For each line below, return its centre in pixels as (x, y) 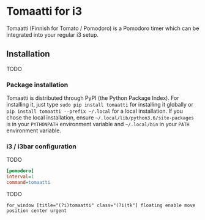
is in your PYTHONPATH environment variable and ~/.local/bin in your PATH (98, 124)
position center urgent (37, 211)
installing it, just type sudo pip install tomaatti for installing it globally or (100, 105)
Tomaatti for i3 (44, 11)
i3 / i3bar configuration (41, 146)
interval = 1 (20, 177)
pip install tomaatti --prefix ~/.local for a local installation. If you (95, 111)
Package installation (37, 85)
